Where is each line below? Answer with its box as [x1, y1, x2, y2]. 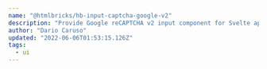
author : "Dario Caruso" [8, 26, 87, 34]
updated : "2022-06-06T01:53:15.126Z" [8, 33, 133, 42]
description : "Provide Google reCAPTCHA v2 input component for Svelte [8, 19, 250, 27]
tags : [8, 41, 26, 49]
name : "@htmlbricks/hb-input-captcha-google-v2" [8, 11, 172, 20]
